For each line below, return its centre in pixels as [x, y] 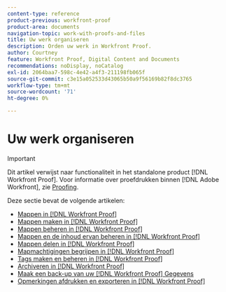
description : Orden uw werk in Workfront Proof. [79, 46]
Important [21, 158]
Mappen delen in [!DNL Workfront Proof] [76, 244]
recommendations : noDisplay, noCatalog [65, 66]
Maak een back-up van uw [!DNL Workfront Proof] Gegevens [105, 273]
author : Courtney [33, 53]
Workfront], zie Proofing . [43, 187]
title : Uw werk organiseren [48, 40]
